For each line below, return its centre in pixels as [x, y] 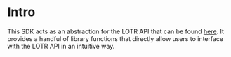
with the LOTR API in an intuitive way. [61, 46]
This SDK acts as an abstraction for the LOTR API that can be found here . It [116, 31]
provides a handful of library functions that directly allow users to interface [115, 38]
